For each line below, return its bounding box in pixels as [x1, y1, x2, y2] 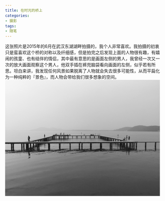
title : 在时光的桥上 [5, 8, 43, 13]
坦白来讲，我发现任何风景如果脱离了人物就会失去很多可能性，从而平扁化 [13, 68, 160, 74]
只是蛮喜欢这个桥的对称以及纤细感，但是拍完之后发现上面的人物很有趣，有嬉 [5, 50, 160, 56]
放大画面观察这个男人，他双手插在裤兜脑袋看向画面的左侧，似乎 [13, 62, 143, 68]
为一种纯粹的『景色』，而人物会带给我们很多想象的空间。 [5, 74, 119, 80]
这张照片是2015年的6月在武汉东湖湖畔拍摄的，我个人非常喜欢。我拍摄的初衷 [5, 43, 160, 49]
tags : [5, 24, 16, 29]
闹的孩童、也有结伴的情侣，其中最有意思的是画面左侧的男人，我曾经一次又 [5, 56, 156, 61]
